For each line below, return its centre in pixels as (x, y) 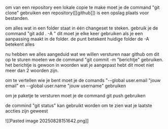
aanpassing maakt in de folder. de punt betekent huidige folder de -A (77, 39)
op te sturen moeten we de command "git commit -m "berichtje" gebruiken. (84, 60)
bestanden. (17, 18)
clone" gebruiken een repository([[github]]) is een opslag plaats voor (77, 13)
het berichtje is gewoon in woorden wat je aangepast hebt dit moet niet (80, 65)
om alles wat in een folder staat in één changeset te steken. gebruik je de (82, 28)
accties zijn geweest (27, 111)
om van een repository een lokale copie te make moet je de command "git (82, 7)
